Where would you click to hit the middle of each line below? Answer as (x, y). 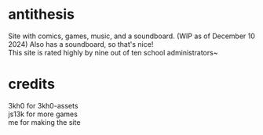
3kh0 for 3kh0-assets (43, 105)
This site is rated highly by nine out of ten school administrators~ (113, 52)
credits (31, 84)
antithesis (41, 14)
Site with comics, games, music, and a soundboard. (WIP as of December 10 (131, 36)
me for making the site (44, 122)
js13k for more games (43, 114)
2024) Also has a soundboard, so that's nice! (81, 44)
